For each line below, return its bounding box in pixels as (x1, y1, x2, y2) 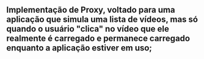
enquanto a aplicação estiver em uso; (6, 43, 153, 54)
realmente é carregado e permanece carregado (6, 33, 191, 44)
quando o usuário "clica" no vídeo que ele (6, 24, 169, 34)
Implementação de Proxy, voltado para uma (6, 5, 175, 15)
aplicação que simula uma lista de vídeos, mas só (6, 15, 199, 25)
